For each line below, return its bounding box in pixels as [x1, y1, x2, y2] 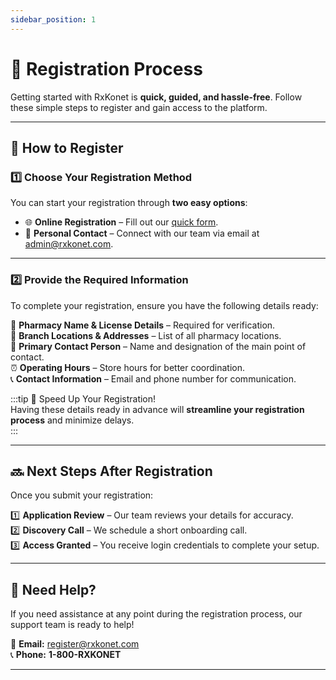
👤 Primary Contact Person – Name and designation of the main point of [10, 340, 307, 352]
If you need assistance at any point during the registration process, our [10, 608, 303, 620]
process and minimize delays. [10, 414, 135, 426]
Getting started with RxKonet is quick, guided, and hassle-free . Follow [10, 91, 303, 103]
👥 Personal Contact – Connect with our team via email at [24, 227, 260, 240]
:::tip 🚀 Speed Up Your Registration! [10, 392, 157, 405]
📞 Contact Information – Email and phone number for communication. [10, 372, 297, 385]
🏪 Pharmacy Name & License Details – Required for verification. [10, 319, 276, 331]
